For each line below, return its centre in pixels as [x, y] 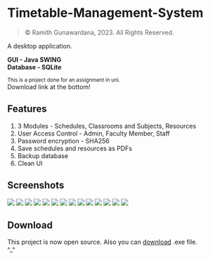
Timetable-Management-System [105, 13]
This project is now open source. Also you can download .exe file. [103, 242]
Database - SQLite [34, 67]
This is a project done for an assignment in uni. [64, 80]
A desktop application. [40, 46]
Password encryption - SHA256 [64, 141]
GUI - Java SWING [34, 59]
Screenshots [36, 185]
